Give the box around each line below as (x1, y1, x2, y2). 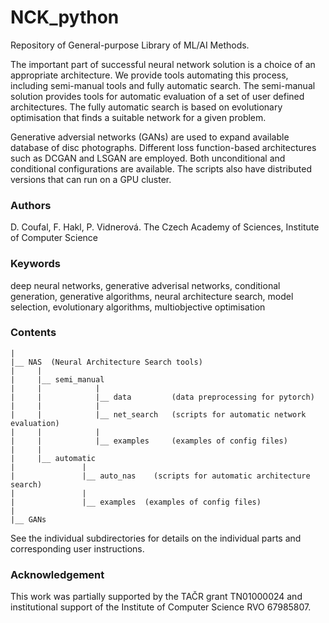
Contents (10, 326, 57, 340)
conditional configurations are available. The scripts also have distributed (10, 162, 313, 175)
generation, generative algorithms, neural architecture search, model (10, 290, 294, 302)
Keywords (10, 257, 61, 271)
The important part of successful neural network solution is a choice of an (10, 58, 316, 70)
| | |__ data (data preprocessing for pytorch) (10, 392, 315, 402)
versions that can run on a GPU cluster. (10, 173, 172, 185)
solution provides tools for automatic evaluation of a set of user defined (10, 90, 305, 102)
